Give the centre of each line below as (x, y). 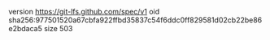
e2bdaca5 (26, 28)
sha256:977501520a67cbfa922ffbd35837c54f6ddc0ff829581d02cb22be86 (135, 20)
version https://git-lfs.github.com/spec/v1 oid (84, 12)
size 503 (58, 28)
